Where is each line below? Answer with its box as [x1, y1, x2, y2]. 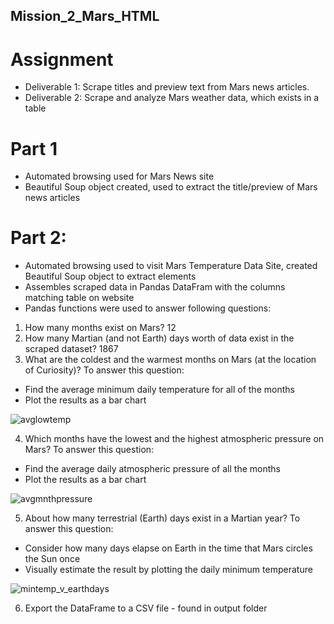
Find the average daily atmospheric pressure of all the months [24, 463, 281, 475]
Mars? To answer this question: [24, 444, 155, 456]
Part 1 [10, 137, 58, 160]
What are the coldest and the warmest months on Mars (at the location [24, 354, 317, 366]
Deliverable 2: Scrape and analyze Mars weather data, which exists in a [24, 92, 320, 104]
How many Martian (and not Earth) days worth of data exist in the [24, 332, 295, 344]
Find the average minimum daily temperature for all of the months [24, 384, 295, 396]
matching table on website [24, 292, 135, 304]
